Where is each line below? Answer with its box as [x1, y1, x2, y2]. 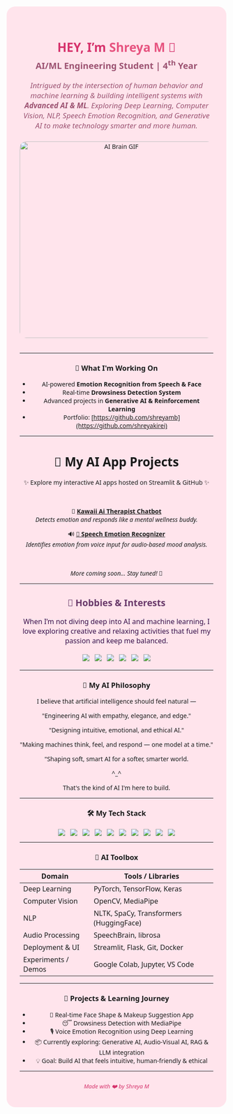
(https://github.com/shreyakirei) [75, 421, 168, 431]
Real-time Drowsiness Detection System [62, 388, 181, 397]
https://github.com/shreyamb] [93, 413, 181, 422]
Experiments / [23, 955, 69, 965]
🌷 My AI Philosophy [82, 680, 151, 690]
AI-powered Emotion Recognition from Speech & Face [42, 379, 202, 389]
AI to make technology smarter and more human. [35, 120, 198, 131]
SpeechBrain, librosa [93, 930, 161, 941]
